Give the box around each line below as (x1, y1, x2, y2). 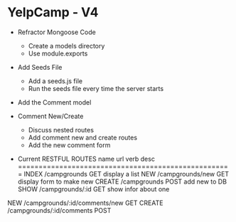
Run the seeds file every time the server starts (28, 84, 164, 92)
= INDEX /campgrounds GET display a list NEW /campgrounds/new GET (17, 169, 230, 178)
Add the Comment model (17, 97, 92, 107)
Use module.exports (28, 49, 88, 58)
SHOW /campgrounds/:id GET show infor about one (17, 184, 170, 193)
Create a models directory (28, 41, 105, 50)
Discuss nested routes (28, 125, 95, 134)
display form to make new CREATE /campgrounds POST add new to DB (17, 177, 227, 186)
